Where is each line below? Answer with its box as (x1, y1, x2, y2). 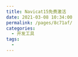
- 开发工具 (11, 31, 35, 37)
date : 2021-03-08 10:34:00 (6, 14, 73, 20)
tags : (6, 36, 19, 42)
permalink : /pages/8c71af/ (6, 20, 73, 26)
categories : (6, 25, 35, 31)
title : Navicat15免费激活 (6, 8, 67, 15)
